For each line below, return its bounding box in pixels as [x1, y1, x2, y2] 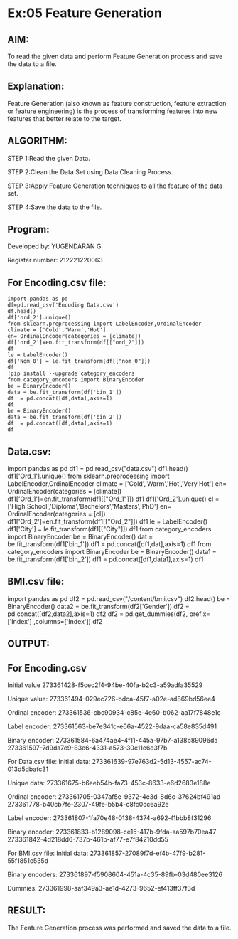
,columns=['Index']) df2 [33, 617, 103, 625]
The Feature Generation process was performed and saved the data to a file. [7, 923, 232, 932]
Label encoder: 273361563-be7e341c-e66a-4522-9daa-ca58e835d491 [7, 722, 217, 731]
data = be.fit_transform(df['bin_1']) [7, 389, 122, 396]
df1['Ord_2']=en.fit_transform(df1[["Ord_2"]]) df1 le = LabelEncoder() [7, 517, 208, 526]
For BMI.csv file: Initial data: [7, 849, 89, 858]
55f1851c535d [7, 856, 48, 865]
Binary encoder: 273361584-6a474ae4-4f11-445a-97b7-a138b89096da [7, 736, 218, 745]
